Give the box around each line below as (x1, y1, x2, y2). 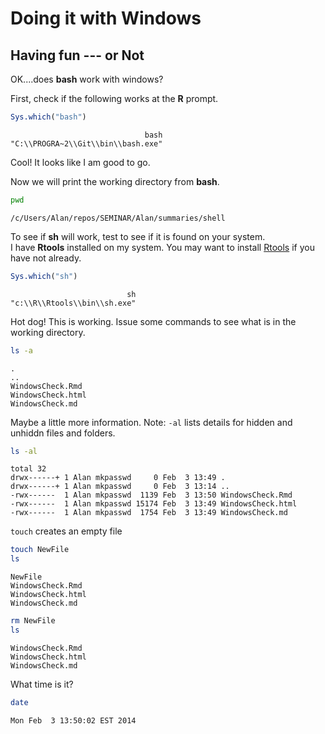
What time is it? (10, 678, 74, 690)
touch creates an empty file (10, 525, 123, 537)
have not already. (10, 252, 82, 264)
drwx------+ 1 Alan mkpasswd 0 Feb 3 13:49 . (10, 473, 226, 483)
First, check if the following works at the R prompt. (10, 93, 219, 104)
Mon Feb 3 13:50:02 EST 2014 (10, 715, 137, 726)
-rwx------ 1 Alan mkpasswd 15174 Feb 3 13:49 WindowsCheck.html (10, 499, 298, 509)
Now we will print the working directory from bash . (10, 175, 220, 187)
